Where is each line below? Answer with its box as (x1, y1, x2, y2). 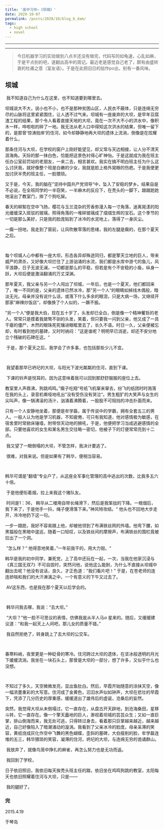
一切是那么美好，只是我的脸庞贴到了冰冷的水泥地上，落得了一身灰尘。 (5, 216, 146, 222)
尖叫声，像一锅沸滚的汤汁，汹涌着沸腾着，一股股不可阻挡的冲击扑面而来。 (5, 397, 155, 403)
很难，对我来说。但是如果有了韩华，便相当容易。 (6, 453, 105, 459)
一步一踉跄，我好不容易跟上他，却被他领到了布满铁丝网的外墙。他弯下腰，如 (5, 522, 159, 528)
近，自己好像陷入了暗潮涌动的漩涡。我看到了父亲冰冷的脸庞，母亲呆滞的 (5, 724, 150, 730)
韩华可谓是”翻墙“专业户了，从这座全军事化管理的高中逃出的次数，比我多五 (5, 473, 155, 479)
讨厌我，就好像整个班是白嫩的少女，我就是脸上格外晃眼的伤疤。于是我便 (9, 164, 155, 170)
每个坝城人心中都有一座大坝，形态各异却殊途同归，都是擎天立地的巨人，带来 (5, 252, 159, 258)
